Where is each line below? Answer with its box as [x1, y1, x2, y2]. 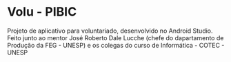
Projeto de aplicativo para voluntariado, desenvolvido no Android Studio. [7, 27, 213, 35]
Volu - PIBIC [7, 4, 77, 20]
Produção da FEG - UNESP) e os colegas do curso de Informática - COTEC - [7, 41, 225, 49]
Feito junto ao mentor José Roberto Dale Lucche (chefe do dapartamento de [7, 33, 224, 42]
